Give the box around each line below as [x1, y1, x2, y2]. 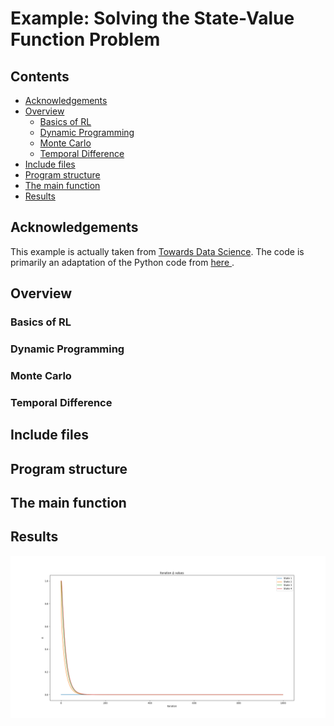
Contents [10, 68, 70, 85]
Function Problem [10, 28, 161, 51]
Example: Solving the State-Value [10, 7, 295, 30]
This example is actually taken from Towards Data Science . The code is [10, 245, 305, 257]
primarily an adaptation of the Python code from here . [10, 256, 235, 268]
